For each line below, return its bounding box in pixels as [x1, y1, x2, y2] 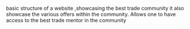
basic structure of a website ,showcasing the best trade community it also [6, 5, 184, 11]
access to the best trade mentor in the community [6, 17, 127, 23]
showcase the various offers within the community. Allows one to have [6, 11, 177, 18]
